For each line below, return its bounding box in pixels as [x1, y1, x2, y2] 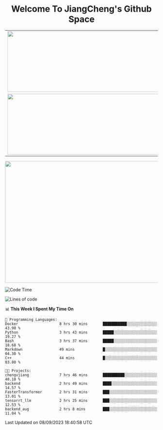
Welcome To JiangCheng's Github [11, 3, 152, 15]
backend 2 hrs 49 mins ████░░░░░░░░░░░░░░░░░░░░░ [5, 381, 158, 386]
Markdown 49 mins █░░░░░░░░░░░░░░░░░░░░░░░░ [5, 347, 158, 352]
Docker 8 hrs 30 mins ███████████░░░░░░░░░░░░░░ [5, 321, 158, 326]
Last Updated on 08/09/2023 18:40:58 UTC [5, 419, 92, 425]
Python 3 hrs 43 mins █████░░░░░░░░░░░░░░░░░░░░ [5, 330, 158, 335]
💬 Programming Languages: [5, 317, 57, 322]
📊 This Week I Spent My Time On [5, 306, 74, 312]
